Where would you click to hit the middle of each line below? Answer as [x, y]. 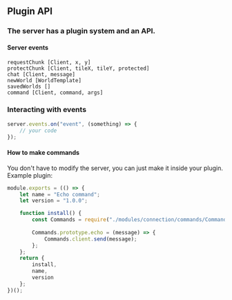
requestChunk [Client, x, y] [49, 62]
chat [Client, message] [41, 74]
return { [32, 259]
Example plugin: [30, 175]
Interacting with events [47, 110]
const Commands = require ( [71, 220]
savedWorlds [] [29, 86]
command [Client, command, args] [55, 93]
